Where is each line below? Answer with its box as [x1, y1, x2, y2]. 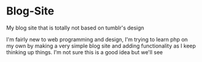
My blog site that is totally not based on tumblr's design [6, 24, 145, 31]
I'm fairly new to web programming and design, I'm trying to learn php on [6, 36, 188, 43]
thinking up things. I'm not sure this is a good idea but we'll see [6, 48, 163, 55]
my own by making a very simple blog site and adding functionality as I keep [6, 42, 196, 49]
